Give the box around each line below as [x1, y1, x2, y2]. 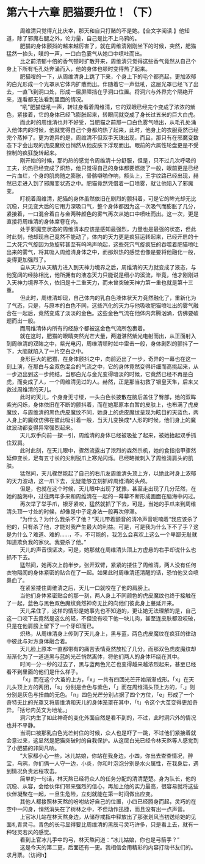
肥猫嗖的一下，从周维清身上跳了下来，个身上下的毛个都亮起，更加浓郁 [20, 73, 196, 80]
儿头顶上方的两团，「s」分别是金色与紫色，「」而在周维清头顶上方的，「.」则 [6, 683, 195, 691]
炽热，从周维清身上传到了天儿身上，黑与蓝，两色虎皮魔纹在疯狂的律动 [20, 630, 196, 637]
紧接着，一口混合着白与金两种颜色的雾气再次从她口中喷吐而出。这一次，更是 [6, 210, 199, 217]
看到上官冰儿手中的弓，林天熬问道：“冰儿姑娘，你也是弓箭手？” [20, 836, 180, 843]
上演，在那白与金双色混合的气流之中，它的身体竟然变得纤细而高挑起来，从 [11, 363, 199, 370]
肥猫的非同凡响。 [16, 744, 60, 752]
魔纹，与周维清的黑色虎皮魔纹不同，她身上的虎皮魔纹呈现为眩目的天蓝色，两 [6, 408, 199, 416]
